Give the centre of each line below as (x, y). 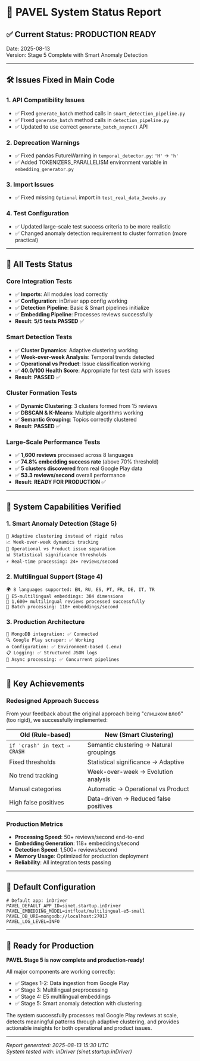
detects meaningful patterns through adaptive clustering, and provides (93, 1022)
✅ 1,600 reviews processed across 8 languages (74, 455)
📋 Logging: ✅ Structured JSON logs (52, 653)
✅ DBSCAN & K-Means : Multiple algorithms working (79, 413)
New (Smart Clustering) (139, 735)
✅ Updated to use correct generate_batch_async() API (81, 126)
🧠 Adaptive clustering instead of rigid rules (65, 536)
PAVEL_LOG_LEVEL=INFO (33, 922)
